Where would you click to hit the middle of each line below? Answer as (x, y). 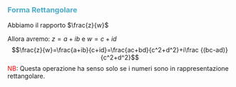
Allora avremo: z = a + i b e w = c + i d (62, 39)
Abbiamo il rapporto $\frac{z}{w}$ (58, 25)
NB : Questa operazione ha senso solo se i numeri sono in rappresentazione (118, 69)
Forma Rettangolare (42, 10)
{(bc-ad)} (214, 50)
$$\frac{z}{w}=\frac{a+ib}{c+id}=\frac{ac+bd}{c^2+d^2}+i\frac (106, 50)
